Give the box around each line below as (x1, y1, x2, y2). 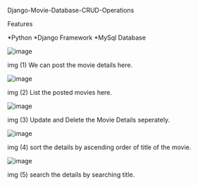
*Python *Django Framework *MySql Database (7, 33, 147, 42)
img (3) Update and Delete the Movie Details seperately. (7, 116, 171, 124)
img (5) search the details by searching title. (7, 170, 135, 179)
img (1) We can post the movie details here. (7, 61, 133, 69)
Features (7, 20, 33, 28)
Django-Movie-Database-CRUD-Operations (7, 6, 135, 14)
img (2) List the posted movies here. (7, 88, 113, 96)
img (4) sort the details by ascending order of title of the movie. (7, 143, 192, 151)
